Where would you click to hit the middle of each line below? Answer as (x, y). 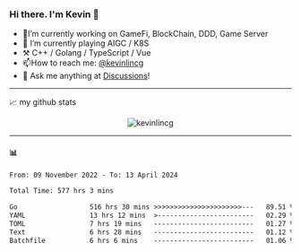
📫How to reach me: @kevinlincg (83, 63)
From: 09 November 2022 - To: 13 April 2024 (94, 175)
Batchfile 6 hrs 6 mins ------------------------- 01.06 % (152, 240)
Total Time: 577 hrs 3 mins (62, 191)
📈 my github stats (43, 102)
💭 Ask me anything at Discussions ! (86, 76)
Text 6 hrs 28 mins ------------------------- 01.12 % (152, 232)
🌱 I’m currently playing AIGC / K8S (86, 43)
